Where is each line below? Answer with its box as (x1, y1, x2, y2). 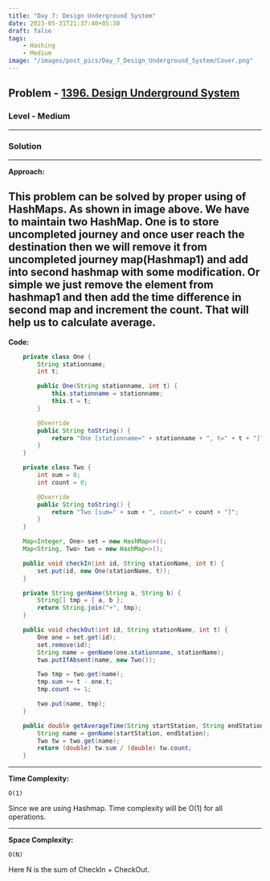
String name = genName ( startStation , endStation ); (37, 729, 211, 737)
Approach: (8, 167, 45, 176)
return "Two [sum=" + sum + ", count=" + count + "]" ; (51, 508, 239, 516)
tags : (8, 34, 27, 43)
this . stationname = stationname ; (51, 389, 163, 398)
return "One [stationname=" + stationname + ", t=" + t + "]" (51, 434, 264, 443)
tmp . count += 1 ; (37, 685, 92, 694)
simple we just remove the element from (8, 278, 215, 292)
